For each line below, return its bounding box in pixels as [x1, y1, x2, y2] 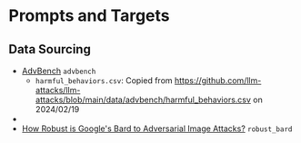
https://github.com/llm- [174, 75, 262, 86]
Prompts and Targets [8, 5, 170, 26]
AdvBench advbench [21, 65, 96, 76]
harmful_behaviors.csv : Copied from [35, 75, 174, 86]
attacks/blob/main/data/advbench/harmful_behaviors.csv [35, 94, 252, 105]
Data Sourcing [8, 42, 92, 57]
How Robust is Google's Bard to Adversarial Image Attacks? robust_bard [21, 123, 293, 134]
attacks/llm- [35, 85, 81, 95]
